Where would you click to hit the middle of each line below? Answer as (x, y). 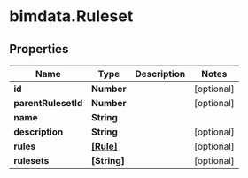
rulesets (31, 161)
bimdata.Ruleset (71, 16)
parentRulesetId (48, 103)
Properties (39, 49)
